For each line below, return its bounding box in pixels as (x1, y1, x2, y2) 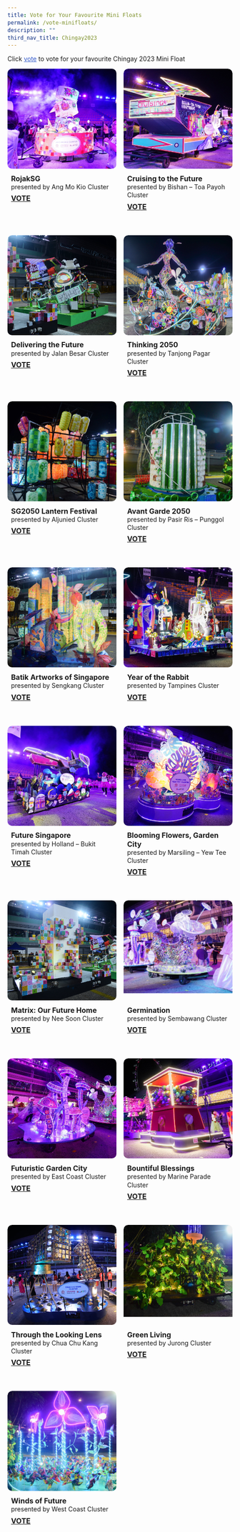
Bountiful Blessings (127, 1163, 195, 1173)
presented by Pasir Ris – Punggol (127, 515, 224, 524)
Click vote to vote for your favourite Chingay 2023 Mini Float (7, 54, 186, 64)
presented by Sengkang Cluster (11, 681, 105, 690)
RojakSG (11, 174, 41, 184)
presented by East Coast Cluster (11, 1172, 106, 1181)
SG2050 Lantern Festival (11, 506, 98, 516)
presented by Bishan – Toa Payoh (127, 183, 226, 191)
